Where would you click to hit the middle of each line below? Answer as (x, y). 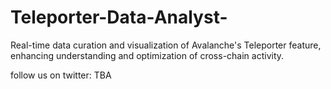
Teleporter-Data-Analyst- (119, 17)
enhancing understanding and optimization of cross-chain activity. (147, 55)
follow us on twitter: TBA (61, 75)
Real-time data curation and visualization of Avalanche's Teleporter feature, (166, 45)
